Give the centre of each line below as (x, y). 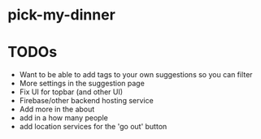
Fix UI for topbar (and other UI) (71, 92)
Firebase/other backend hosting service (86, 101)
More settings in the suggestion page (82, 84)
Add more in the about (57, 109)
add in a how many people (64, 118)
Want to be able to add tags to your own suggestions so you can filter (136, 75)
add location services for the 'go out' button (93, 127)
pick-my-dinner (61, 15)
